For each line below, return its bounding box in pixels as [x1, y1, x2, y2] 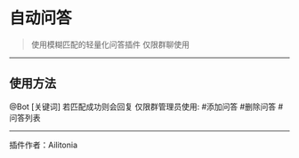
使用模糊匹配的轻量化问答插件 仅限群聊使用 [30, 39, 190, 50]
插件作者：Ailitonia [9, 139, 78, 150]
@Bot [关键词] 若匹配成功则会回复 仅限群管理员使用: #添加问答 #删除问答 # [9, 101, 284, 112]
